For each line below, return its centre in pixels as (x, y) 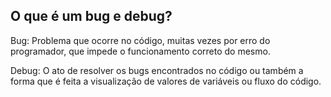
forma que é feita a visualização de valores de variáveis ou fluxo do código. (166, 81)
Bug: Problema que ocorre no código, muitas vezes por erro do (140, 40)
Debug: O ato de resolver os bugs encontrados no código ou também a (157, 70)
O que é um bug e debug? (91, 16)
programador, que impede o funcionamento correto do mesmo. (140, 51)
